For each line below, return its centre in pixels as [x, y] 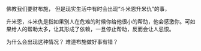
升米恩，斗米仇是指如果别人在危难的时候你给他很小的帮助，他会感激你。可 [98, 22]
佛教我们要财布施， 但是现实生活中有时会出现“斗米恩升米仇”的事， [88, 9]
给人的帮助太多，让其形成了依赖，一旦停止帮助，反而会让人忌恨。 [93, 29]
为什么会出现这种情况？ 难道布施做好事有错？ [62, 42]
